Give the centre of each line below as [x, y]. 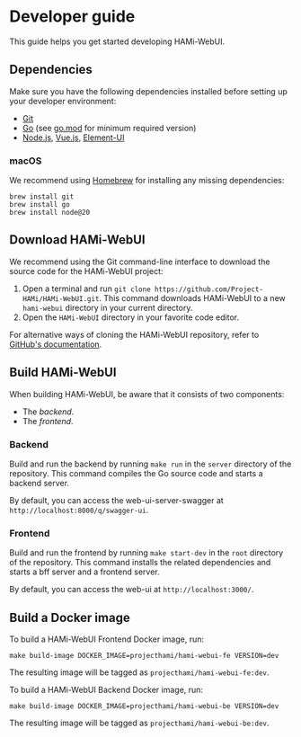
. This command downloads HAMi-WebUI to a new [192, 297]
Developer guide [72, 17]
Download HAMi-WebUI [77, 240]
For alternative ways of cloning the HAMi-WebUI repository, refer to [134, 334]
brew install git [42, 197]
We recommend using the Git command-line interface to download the [140, 262]
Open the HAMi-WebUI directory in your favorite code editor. [131, 317]
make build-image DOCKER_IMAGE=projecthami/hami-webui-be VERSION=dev [144, 706]
